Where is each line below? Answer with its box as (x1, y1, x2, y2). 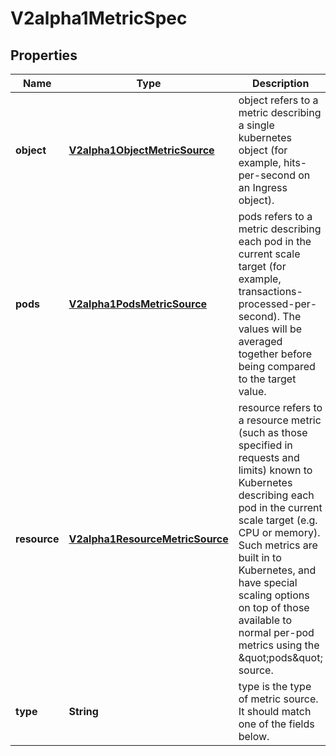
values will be (238, 322, 303, 336)
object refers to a (238, 93, 319, 107)
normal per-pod (238, 626, 315, 639)
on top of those (238, 601, 310, 614)
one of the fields (238, 717, 315, 731)
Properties (10, 47, 78, 64)
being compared (238, 360, 316, 373)
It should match (238, 705, 312, 718)
